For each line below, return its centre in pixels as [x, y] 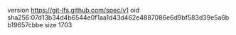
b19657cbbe [25, 25]
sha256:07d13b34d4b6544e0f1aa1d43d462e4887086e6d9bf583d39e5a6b [118, 17]
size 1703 [58, 25]
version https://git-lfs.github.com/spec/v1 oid [74, 10]
